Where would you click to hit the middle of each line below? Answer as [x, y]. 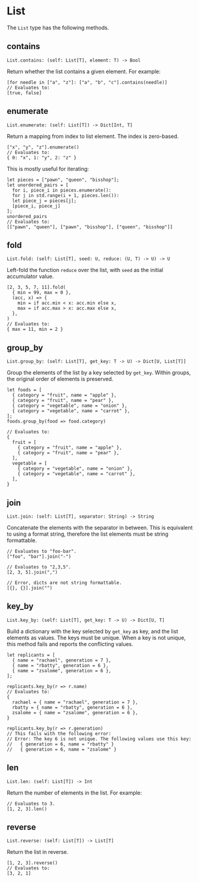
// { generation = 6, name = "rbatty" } [60, 744]
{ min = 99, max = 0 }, [42, 293]
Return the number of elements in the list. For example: [74, 793]
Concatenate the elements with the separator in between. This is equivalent [100, 528]
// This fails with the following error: [59, 733]
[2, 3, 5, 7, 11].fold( [36, 288]
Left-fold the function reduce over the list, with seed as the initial [85, 270]
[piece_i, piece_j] [36, 206]
